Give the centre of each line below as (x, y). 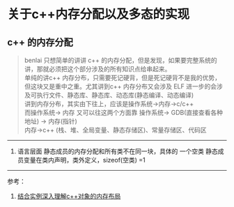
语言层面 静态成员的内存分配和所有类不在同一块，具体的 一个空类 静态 (117, 151)
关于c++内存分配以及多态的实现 (99, 14)
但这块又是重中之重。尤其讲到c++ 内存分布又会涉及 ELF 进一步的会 (120, 86)
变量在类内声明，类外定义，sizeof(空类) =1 (84, 160)
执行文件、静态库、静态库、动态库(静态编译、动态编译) (115, 95)
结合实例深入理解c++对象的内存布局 (69, 196)
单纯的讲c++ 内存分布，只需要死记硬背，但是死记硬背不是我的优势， (123, 78)
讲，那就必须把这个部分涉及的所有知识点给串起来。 (97, 69)
